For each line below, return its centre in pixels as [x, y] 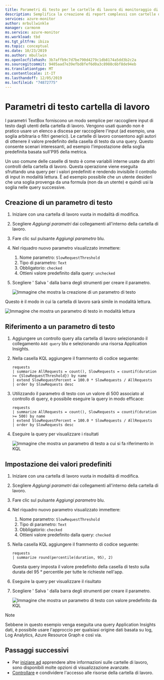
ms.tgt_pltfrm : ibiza [27, 42]
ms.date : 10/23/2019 [26, 50]
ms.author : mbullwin [26, 55]
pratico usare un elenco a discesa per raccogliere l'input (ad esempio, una [80, 131]
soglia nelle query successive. [35, 187]
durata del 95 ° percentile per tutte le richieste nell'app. [68, 572]
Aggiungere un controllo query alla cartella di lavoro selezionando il [80, 338]
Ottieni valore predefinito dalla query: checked [65, 535]
